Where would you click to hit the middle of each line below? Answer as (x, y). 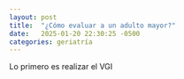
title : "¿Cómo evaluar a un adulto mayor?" (92, 25)
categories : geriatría (51, 42)
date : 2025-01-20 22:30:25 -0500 (75, 33)
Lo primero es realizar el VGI (61, 67)
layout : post (33, 17)
